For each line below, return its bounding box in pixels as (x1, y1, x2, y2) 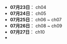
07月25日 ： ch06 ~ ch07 (9, 17, 62, 22)
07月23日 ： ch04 (9, 4, 46, 10)
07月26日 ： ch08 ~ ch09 (9, 23, 62, 29)
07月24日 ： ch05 (9, 10, 46, 16)
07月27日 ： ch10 (9, 29, 45, 35)
